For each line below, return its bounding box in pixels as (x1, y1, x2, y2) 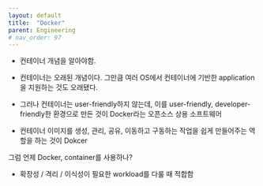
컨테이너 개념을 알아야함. (19, 56, 96, 65)
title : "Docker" (8, 19, 66, 27)
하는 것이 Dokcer (34, 136, 88, 146)
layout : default (8, 11, 62, 20)
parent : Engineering (8, 26, 77, 34)
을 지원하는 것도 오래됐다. (19, 83, 99, 92)
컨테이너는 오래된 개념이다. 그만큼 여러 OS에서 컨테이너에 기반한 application (19, 73, 255, 83)
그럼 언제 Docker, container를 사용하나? (8, 153, 133, 162)
